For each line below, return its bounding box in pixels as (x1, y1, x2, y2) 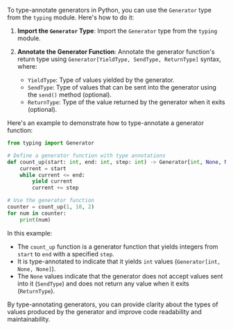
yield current (32, 178, 73, 185)
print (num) (19, 216, 51, 223)
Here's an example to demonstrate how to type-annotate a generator (7, 119, 205, 127)
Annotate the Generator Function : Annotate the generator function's (17, 48, 215, 56)
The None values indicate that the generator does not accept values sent (17, 272, 223, 280)
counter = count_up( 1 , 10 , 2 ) (7, 204, 95, 211)
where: (17, 63, 37, 70)
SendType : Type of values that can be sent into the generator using (27, 83, 217, 91)
